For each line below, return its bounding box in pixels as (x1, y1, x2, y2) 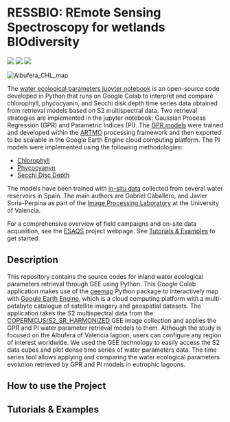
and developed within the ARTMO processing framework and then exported (7, 128, 222, 136)
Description (7, 254, 58, 266)
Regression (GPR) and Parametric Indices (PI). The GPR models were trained (7, 120, 224, 129)
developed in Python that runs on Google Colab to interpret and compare (7, 92, 214, 100)
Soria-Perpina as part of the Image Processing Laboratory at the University (7, 198, 220, 207)
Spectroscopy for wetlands (7, 19, 166, 35)
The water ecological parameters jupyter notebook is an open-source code (7, 84, 220, 92)
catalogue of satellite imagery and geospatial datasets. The (34, 302, 201, 310)
